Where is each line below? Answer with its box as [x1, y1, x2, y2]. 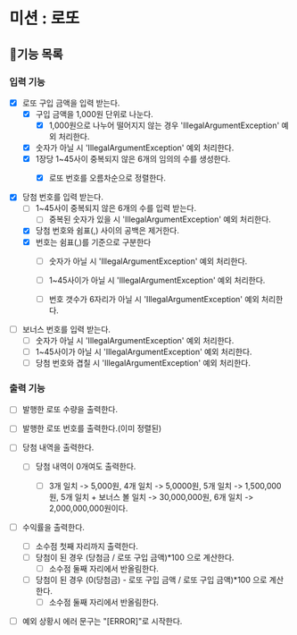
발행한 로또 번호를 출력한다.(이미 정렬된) [21, 423, 162, 434]
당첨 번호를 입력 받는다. [21, 191, 104, 202]
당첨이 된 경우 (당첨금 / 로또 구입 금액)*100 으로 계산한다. [35, 552, 235, 563]
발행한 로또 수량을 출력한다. [21, 404, 119, 415]
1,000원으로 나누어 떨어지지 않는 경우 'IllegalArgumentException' [48, 120, 280, 131]
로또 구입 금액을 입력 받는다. [21, 97, 120, 108]
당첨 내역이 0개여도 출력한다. [35, 461, 136, 472]
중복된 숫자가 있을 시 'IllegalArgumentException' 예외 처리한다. [48, 214, 272, 224]
